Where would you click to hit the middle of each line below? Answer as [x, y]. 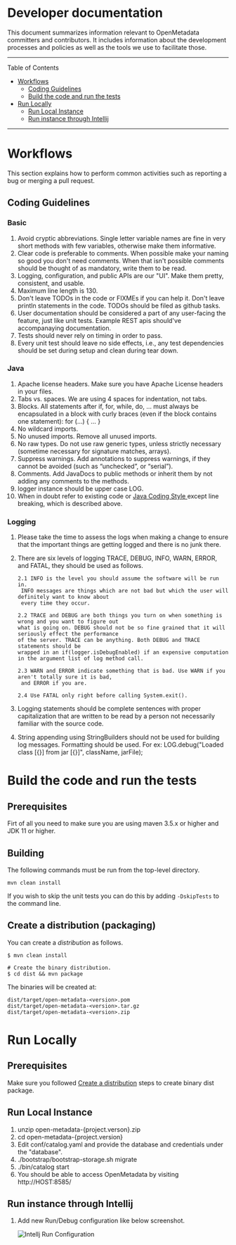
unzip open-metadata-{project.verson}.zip [79, 1129]
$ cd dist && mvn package [45, 974]
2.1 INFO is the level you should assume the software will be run [118, 579]
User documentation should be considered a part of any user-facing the [122, 313]
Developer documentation [85, 13]
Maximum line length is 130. [58, 291]
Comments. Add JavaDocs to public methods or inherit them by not [115, 474]
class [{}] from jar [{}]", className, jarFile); [80, 752]
